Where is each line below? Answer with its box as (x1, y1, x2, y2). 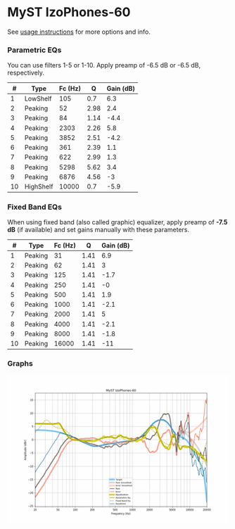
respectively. (7, 68, 44, 77)
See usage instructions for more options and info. (7, 27, 151, 36)
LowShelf (24, 94, 52, 103)
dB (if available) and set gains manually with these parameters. (7, 226, 190, 234)
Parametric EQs (7, 45, 62, 55)
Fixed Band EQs (7, 202, 62, 212)
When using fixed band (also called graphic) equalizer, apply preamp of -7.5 (7, 218, 228, 227)
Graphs (7, 359, 33, 369)
